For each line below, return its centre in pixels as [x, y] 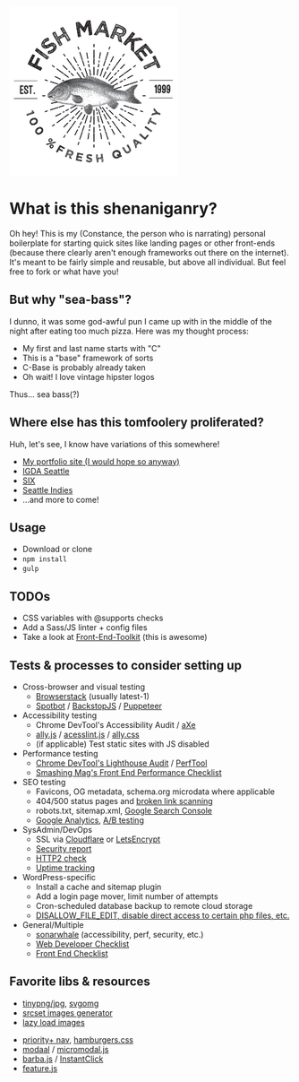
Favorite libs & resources [80, 982]
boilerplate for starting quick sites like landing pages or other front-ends [142, 243]
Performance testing [60, 753]
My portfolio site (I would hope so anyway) [101, 461]
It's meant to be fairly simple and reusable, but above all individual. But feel [148, 262]
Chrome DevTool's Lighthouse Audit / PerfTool [121, 763]
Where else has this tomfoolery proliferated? [137, 423]
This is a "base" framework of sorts [88, 358]
